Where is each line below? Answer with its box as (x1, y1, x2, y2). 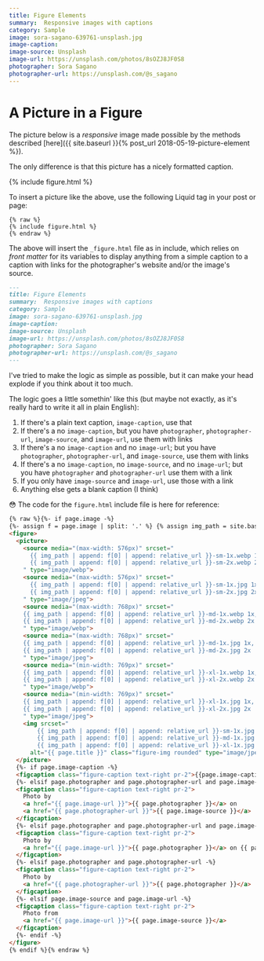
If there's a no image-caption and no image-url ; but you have (20, 443, 216, 453)
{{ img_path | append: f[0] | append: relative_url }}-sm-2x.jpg (29, 588, 248, 596)
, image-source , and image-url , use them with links (31, 435, 193, 444)
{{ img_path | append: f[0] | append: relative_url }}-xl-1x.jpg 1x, (23, 698, 255, 706)
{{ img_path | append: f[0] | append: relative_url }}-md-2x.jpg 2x (23, 646, 251, 655)
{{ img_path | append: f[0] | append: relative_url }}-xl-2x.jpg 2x (23, 705, 251, 713)
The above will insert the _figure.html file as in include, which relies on (9, 243, 240, 252)
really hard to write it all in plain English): (9, 402, 139, 413)
